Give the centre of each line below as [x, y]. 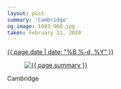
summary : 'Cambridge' [38, 20]
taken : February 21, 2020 [44, 33]
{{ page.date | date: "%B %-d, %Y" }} [60, 52]
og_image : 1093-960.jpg [41, 26]
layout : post [26, 13]
